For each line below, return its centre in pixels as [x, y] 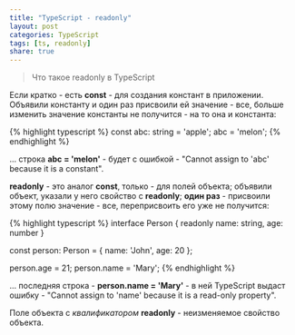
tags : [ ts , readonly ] [50, 43]
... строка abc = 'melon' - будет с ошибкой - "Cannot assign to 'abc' [139, 159]
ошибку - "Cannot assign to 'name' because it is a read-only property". [143, 295]
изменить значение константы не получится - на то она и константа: [143, 114]
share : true [32, 52]
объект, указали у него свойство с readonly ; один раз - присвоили [140, 196]
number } [27, 233]
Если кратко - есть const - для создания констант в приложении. [137, 95]
